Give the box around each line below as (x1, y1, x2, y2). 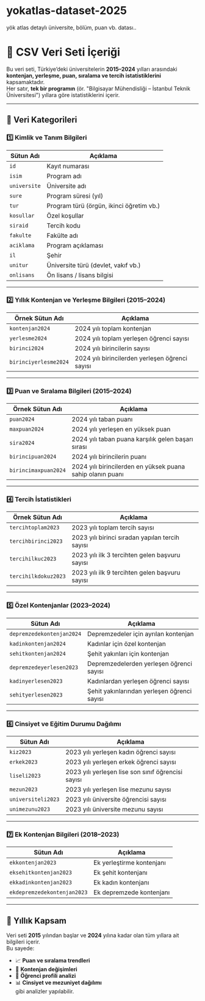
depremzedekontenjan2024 (9, 630, 82, 637)
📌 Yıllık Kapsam (6, 916, 67, 926)
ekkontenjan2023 (9, 859, 57, 866)
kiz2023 (9, 748, 32, 756)
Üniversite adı (46, 181, 87, 190)
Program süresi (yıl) (46, 192, 104, 200)
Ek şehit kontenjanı (93, 869, 148, 877)
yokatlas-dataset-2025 (6, 4, 127, 18)
